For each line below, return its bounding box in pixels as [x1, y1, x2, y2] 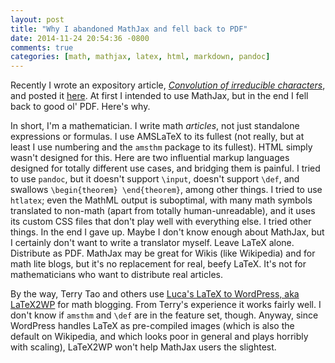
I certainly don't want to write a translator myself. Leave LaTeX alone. [10, 237, 295, 249]
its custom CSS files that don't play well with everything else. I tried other [10, 216, 312, 228]
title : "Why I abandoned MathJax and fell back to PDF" [10, 24, 248, 34]
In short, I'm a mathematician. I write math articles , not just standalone [10, 120, 300, 132]
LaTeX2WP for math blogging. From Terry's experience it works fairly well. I [10, 299, 322, 311]
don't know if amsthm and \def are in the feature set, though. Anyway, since [10, 309, 319, 321]
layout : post [10, 14, 65, 25]
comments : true [10, 42, 74, 53]
